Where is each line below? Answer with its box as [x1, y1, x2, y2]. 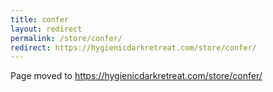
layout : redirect [10, 24, 83, 34]
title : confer [10, 14, 70, 25]
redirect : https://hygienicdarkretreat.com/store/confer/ [10, 42, 257, 53]
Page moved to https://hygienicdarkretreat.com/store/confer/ [10, 70, 263, 82]
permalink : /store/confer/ [10, 33, 123, 43]
